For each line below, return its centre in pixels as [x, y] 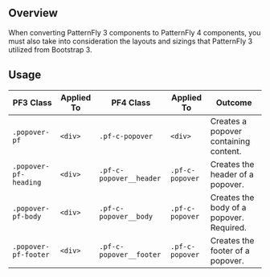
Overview [33, 13]
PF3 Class [32, 102]
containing [230, 141]
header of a [232, 174]
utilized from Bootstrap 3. [50, 49]
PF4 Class [131, 102]
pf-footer [31, 255]
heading [27, 182]
